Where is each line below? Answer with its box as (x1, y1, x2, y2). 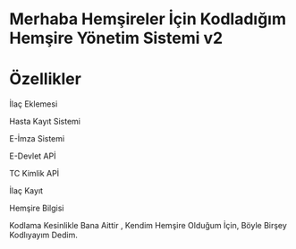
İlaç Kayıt (9, 185, 43, 196)
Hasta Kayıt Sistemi (9, 116, 80, 127)
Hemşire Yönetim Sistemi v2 (9, 28, 224, 48)
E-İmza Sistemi (9, 133, 65, 144)
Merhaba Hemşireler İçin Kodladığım (9, 9, 286, 30)
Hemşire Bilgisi (9, 202, 64, 214)
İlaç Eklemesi (9, 99, 58, 109)
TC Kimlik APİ (9, 168, 60, 179)
